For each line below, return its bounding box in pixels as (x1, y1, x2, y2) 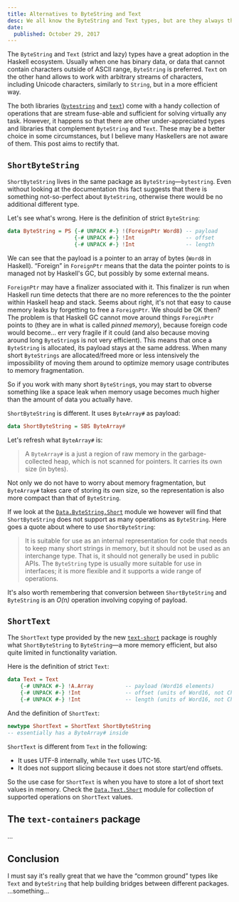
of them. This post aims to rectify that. (7, 140, 119, 148)
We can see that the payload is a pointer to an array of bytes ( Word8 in (7, 254, 212, 262)
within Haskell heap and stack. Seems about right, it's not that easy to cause (7, 297, 231, 307)
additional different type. (7, 200, 80, 209)
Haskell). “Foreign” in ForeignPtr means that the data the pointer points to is (7, 261, 230, 270)
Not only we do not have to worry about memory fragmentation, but (7, 478, 206, 487)
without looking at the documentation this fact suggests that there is (7, 185, 208, 193)
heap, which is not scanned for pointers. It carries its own (53, 457, 223, 466)
